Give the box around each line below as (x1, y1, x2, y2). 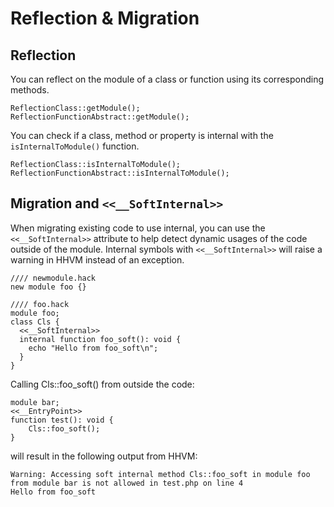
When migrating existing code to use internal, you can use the (10, 222, 266, 234)
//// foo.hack (10, 299, 70, 309)
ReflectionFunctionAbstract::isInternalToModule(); (10, 168, 230, 178)
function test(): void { (10, 415, 114, 425)
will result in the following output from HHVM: (10, 450, 198, 462)
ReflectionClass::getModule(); (10, 103, 141, 113)
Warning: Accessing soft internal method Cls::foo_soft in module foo (10, 469, 311, 479)
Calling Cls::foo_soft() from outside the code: (10, 378, 195, 390)
